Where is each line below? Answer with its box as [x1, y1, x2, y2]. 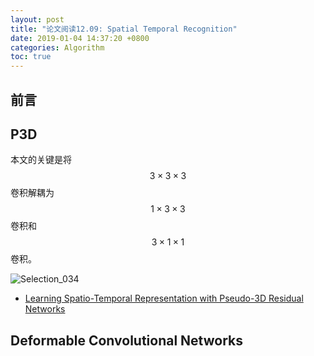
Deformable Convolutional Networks [10, 332, 244, 349]
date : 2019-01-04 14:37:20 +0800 [10, 33, 150, 43]
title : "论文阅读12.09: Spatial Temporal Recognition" [10, 24, 238, 34]
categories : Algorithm [10, 42, 105, 53]
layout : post [10, 14, 65, 25]
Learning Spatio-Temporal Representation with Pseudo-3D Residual [24, 292, 304, 305]
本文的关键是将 [10, 154, 72, 166]
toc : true [10, 52, 52, 62]
